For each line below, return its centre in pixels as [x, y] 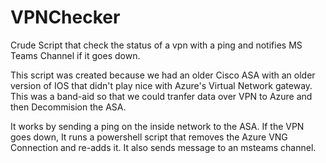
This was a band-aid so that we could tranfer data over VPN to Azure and [161, 96]
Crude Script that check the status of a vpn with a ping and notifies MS [156, 45]
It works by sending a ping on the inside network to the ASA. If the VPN [157, 126]
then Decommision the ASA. [68, 107]
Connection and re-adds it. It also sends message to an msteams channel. [163, 147]
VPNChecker [65, 17]
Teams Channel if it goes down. [75, 55]
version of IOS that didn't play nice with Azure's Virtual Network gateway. [161, 85]
